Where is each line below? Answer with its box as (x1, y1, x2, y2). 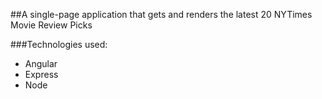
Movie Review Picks (10, 19, 93, 31)
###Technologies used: (10, 39, 108, 50)
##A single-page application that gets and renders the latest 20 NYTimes (10, 9, 313, 20)
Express (24, 69, 59, 80)
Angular (24, 58, 58, 69)
